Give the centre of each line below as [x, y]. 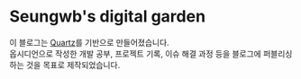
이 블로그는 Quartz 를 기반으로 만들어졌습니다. [89, 42]
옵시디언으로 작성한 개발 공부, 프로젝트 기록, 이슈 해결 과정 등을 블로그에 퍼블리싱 [151, 53]
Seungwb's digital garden [107, 17]
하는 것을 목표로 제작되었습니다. [65, 65]
